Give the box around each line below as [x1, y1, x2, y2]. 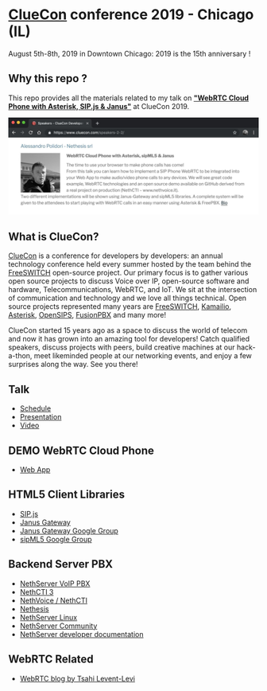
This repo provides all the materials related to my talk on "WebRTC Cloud [8, 93, 249, 103]
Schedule [19, 404, 52, 413]
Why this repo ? [8, 72, 87, 85]
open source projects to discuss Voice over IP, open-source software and [8, 276, 250, 286]
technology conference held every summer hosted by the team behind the [8, 260, 252, 269]
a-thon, [8, 351, 33, 361]
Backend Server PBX [8, 557, 114, 571]
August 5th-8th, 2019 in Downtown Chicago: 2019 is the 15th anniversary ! [8, 49, 251, 58]
